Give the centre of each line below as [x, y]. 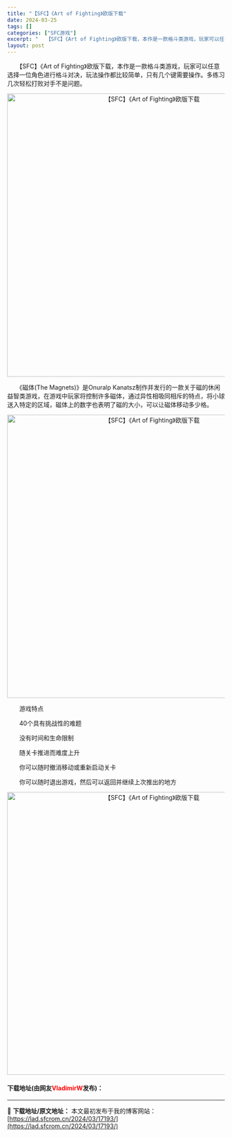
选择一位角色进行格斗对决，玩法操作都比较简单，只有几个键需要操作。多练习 [116, 75]
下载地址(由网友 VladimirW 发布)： [55, 1088]
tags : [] [20, 26]
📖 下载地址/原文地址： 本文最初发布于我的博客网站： [82, 1111]
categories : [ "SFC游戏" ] [42, 33]
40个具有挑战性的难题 [50, 723]
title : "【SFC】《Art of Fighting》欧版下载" [67, 13]
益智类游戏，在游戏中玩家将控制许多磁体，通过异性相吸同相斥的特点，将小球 [116, 396]
